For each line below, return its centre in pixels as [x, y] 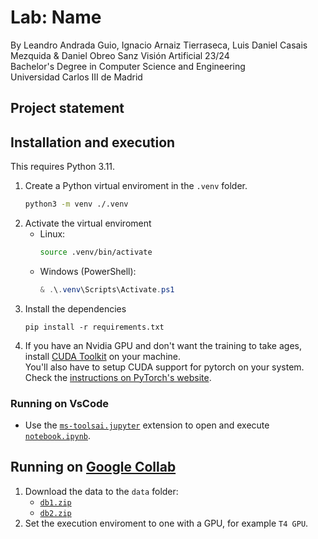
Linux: [52, 234]
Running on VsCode [60, 403]
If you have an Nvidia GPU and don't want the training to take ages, [163, 345]
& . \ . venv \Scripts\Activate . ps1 [107, 289]
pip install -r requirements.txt [94, 327]
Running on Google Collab [93, 467]
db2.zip [55, 513]
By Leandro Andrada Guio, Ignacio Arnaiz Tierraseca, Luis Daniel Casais [159, 45]
